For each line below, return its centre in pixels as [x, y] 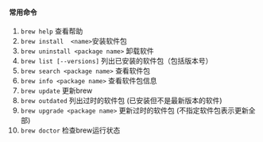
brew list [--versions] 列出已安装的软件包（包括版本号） [116, 61]
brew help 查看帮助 [52, 31]
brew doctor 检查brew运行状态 [70, 130]
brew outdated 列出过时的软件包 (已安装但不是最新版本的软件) [121, 101]
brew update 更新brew [56, 90]
